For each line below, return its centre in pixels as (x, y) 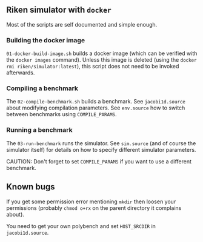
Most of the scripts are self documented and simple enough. (82, 24)
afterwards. (21, 73)
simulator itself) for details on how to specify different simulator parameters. (101, 149)
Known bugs (31, 187)
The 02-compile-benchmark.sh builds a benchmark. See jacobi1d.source (96, 102)
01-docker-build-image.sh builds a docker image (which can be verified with (102, 53)
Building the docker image (46, 40)
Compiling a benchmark (42, 88)
